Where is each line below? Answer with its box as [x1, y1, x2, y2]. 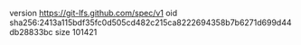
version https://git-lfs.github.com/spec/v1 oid [9, 8, 178, 18]
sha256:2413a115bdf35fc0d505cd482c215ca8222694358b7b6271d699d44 [9, 17, 292, 28]
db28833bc [9, 27, 53, 37]
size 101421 [54, 27, 98, 37]
